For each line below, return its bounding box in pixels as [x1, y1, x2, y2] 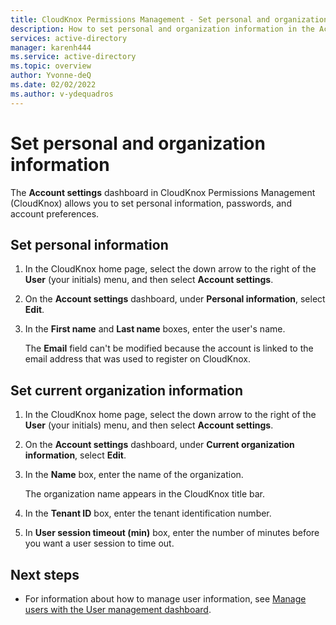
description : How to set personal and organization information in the [10, 24, 315, 34]
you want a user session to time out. [24, 537, 175, 550]
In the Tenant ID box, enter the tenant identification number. [24, 507, 272, 520]
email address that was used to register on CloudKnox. [24, 353, 252, 365]
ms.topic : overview [10, 61, 92, 71]
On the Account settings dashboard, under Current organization [24, 439, 295, 451]
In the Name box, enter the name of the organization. [24, 469, 244, 481]
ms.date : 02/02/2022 [10, 80, 97, 90]
